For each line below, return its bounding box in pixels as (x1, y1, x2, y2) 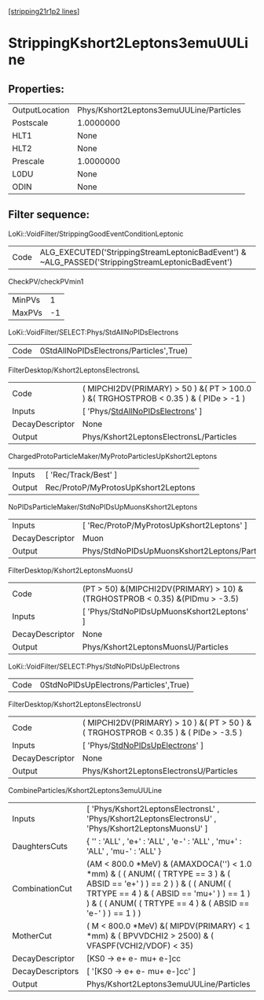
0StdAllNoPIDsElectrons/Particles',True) (39, 345, 189, 356)
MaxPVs (12, 307, 43, 318)
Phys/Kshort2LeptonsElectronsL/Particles (82, 431, 237, 442)
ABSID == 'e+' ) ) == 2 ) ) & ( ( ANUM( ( (86, 878, 232, 889)
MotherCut (12, 930, 53, 941)
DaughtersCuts (12, 840, 68, 851)
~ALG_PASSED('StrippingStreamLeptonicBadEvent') (39, 256, 233, 267)
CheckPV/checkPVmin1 (8, 276, 84, 286)
